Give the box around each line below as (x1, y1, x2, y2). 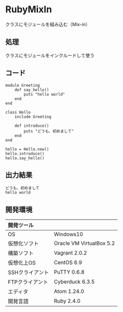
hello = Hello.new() (5, 146, 50, 152)
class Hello (5, 109, 31, 115)
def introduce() (14, 123, 50, 128)
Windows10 (53, 231, 84, 238)
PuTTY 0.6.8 (53, 268, 85, 276)
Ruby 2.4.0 (53, 298, 81, 305)
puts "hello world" (24, 91, 66, 97)
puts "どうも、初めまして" (24, 128, 74, 134)
